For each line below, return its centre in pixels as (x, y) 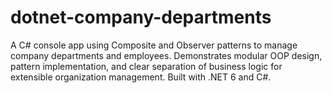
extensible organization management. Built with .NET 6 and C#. (141, 77)
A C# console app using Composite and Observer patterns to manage (154, 45)
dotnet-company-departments (141, 17)
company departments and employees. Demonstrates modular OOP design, (166, 55)
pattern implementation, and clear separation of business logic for (146, 66)
